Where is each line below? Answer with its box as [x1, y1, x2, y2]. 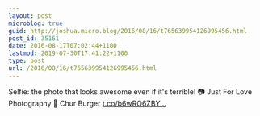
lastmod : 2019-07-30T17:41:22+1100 [8, 49, 128, 57]
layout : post [8, 11, 52, 20]
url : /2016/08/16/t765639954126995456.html [8, 64, 157, 72]
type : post [8, 57, 45, 65]
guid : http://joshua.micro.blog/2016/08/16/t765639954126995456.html [8, 27, 248, 35]
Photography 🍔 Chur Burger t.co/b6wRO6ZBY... [8, 98, 167, 108]
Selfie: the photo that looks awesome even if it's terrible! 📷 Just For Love [8, 86, 253, 97]
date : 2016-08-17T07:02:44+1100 [8, 42, 117, 50]
